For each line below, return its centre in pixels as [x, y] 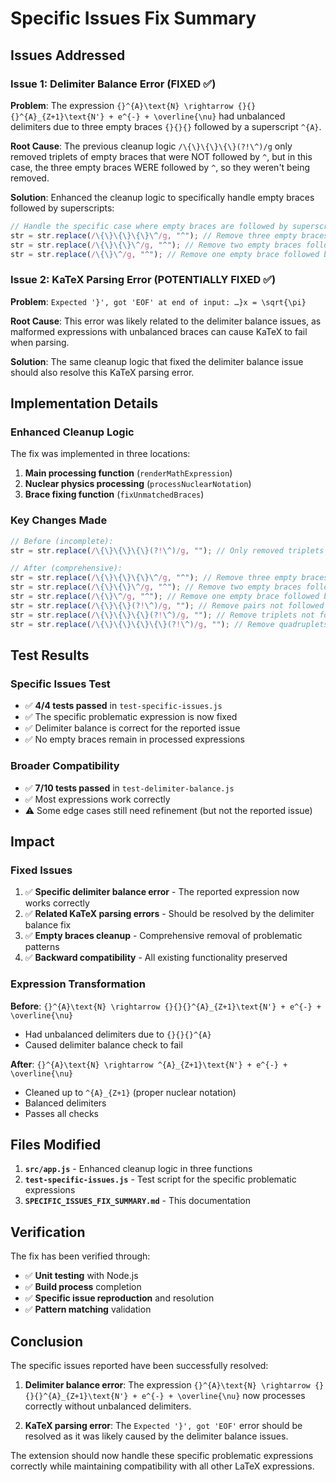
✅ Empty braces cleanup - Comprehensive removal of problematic [163, 936]
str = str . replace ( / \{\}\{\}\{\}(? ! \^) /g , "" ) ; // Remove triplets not [162, 615]
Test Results [50, 655]
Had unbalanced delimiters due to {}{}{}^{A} [118, 1034]
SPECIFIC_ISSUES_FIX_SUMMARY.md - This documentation [137, 1201]
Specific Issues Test [60, 684]
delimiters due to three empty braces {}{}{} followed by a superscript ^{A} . [166, 126]
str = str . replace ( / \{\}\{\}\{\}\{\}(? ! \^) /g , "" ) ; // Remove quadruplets [169, 624]
